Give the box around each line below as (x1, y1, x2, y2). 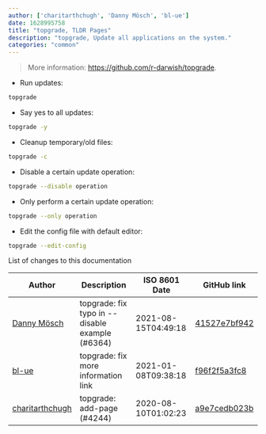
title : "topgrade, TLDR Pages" (8, 26, 112, 34)
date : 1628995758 (8, 19, 66, 27)
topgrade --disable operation (8, 182, 108, 190)
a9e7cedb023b (195, 403, 254, 414)
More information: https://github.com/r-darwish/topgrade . (27, 63, 217, 72)
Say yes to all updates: (19, 108, 93, 117)
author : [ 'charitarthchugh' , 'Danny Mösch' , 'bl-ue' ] (8, 11, 190, 20)
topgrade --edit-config (8, 242, 87, 249)
